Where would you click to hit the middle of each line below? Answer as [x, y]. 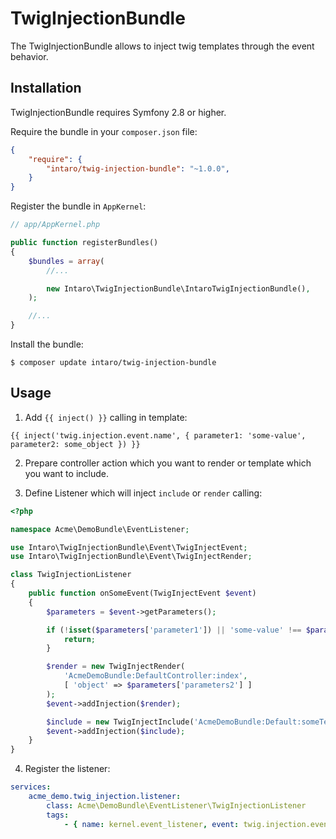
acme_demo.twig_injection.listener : [105, 797]
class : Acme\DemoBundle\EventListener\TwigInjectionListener [176, 805]
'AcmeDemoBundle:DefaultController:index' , [155, 676]
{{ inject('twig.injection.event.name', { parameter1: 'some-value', [158, 435]
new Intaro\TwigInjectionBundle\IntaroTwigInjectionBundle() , [178, 288]
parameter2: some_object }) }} [75, 444]
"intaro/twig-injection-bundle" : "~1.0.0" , [138, 168]
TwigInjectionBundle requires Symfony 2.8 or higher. [118, 112]
